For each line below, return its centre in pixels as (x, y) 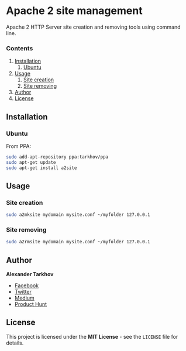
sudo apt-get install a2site (42, 168)
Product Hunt (31, 304)
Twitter (23, 292)
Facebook (27, 285)
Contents (20, 48)
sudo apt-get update (31, 162)
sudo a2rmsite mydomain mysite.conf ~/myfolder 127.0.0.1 (78, 242)
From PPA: (19, 146)
